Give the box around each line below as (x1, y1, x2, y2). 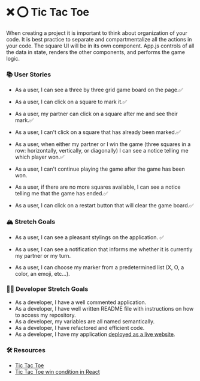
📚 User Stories (6, 70, 51, 79)
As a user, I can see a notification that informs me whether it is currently (14, 245, 193, 253)
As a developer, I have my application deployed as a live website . (14, 331, 175, 338)
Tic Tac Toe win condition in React (14, 368, 100, 376)
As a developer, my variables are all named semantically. (14, 317, 155, 325)
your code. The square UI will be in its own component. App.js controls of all (6, 42, 195, 49)
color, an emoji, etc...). (14, 270, 70, 277)
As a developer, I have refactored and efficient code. (14, 324, 145, 331)
